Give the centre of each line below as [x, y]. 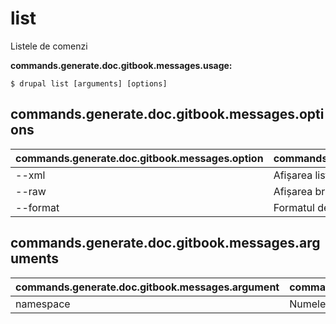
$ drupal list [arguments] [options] [89, 83]
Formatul [294, 207]
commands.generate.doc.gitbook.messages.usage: [121, 65]
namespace [43, 304]
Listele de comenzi [49, 46]
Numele [308, 304]
